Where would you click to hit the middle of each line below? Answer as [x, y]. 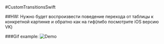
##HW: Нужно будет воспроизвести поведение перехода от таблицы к [79, 16]
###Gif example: [22, 36]
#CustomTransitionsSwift [30, 7]
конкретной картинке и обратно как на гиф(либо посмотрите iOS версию [82, 22]
